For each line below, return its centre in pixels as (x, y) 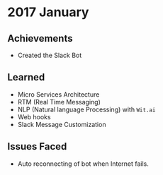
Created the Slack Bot (50, 55)
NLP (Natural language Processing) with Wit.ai (86, 109)
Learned (26, 77)
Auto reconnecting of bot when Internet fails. (83, 164)
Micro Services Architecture (58, 94)
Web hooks (34, 116)
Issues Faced (37, 146)
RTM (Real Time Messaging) (59, 102)
